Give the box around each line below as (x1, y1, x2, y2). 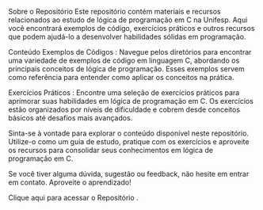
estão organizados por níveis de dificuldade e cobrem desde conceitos (8, 105, 240, 114)
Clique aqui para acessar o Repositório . (8, 193, 139, 202)
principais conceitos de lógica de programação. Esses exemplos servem (8, 64, 245, 74)
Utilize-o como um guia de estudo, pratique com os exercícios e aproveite (8, 137, 250, 146)
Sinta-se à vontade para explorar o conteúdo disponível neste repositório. (8, 128, 250, 138)
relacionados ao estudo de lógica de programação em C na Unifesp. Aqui (8, 15, 248, 25)
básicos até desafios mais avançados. (8, 113, 133, 122)
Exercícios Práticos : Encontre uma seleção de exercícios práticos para (8, 88, 240, 97)
